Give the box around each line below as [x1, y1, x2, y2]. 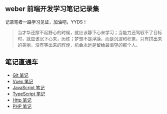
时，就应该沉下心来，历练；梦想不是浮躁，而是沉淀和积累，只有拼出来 [17, 35, 162, 41]
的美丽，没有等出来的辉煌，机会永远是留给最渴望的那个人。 [17, 42, 140, 48]
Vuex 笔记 [12, 78, 33, 84]
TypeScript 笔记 [12, 91, 45, 97]
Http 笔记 [12, 97, 32, 103]
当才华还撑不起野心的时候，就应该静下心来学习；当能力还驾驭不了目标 [17, 29, 162, 35]
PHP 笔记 [12, 103, 32, 109]
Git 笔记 [12, 72, 29, 78]
